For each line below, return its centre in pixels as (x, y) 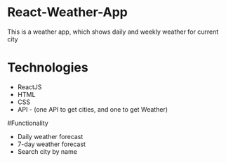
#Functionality (28, 123)
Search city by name (47, 151)
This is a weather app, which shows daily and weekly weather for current (113, 32)
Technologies (48, 68)
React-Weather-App (67, 12)
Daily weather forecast (50, 136)
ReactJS (29, 87)
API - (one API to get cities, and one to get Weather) (93, 109)
